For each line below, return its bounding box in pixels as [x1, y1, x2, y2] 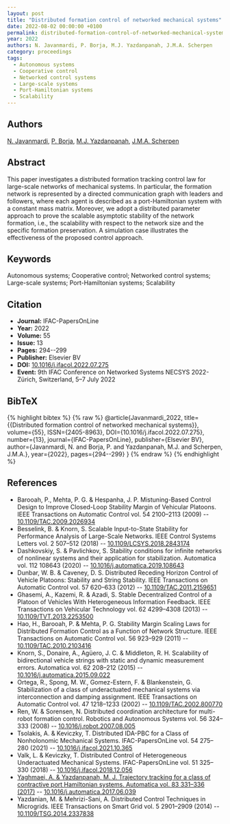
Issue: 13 [16, 339, 43, 347]
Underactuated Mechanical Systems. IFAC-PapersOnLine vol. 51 [16, 758, 199, 766]
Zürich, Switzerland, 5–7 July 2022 [16, 375, 116, 383]
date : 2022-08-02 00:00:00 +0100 [7, 23, 103, 30]
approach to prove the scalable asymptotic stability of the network [7, 211, 194, 220]
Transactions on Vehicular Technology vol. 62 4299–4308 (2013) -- [16, 605, 208, 613]
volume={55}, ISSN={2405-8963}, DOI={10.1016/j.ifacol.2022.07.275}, [7, 428, 205, 436]
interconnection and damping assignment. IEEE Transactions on [16, 692, 197, 701]
